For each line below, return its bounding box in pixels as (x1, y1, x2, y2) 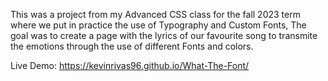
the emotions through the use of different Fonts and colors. (10, 40, 254, 52)
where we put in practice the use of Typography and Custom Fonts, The (10, 19, 307, 31)
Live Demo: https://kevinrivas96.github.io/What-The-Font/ (10, 60, 250, 71)
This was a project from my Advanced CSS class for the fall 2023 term (10, 9, 301, 20)
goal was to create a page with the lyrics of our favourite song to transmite (10, 30, 318, 41)
